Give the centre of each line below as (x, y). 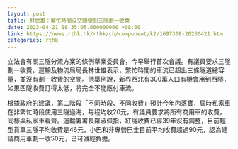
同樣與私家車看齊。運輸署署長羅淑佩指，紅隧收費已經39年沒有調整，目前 (114, 121)
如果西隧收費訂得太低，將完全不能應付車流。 (73, 88)
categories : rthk (33, 40)
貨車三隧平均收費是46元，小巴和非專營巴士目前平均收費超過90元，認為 (117, 130)
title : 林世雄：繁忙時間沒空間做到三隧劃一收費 (69, 21)
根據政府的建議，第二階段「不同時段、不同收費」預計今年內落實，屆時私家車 (119, 103)
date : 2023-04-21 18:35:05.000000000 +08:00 (74, 27)
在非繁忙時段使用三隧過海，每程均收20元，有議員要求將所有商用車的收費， (117, 112)
